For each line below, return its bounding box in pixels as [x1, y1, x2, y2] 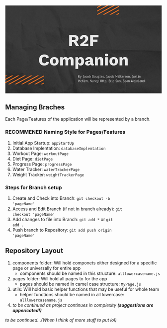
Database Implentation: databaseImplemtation [12, 145, 106, 151]
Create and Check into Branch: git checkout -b [12, 195, 110, 201]
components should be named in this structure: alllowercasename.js [19, 270, 161, 276]
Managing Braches [5, 103, 65, 111]
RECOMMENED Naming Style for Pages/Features [5, 129, 126, 136]
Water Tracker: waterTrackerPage [12, 166, 80, 172]
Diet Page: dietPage [12, 156, 53, 162]
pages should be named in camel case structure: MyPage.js [19, 281, 142, 287]
